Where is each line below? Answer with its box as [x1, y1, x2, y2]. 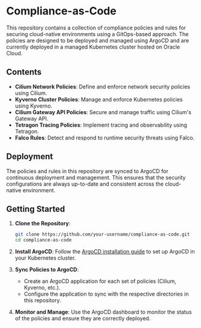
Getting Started [6, 204, 65, 214]
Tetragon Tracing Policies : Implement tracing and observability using [14, 121, 187, 129]
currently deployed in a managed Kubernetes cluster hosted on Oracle [6, 43, 180, 50]
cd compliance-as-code [14, 237, 72, 243]
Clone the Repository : [14, 220, 71, 227]
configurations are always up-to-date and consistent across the [6, 180, 164, 187]
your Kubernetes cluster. [14, 254, 76, 262]
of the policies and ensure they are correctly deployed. [14, 315, 151, 322]
